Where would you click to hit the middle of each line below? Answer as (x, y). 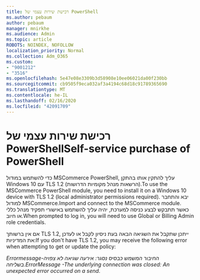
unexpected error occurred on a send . (53, 271)
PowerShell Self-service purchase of (98, 149)
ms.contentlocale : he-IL (37, 95)
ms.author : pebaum (29, 17)
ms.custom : (20, 62)
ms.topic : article (29, 39)
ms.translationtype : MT (36, 90)
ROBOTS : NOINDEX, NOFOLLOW (40, 45)
